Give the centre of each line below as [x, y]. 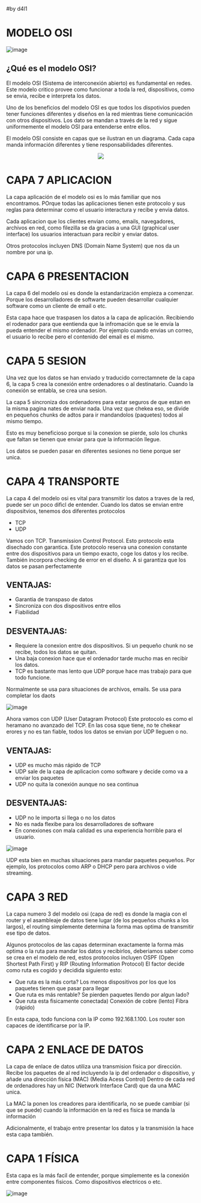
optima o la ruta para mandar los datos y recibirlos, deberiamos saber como [100, 951]
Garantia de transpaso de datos [54, 599]
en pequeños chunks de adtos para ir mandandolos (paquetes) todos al [94, 415]
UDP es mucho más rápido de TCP [58, 765]
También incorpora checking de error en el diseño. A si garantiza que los [96, 560]
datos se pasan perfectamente [44, 566]
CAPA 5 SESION [46, 361]
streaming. [19, 873]
